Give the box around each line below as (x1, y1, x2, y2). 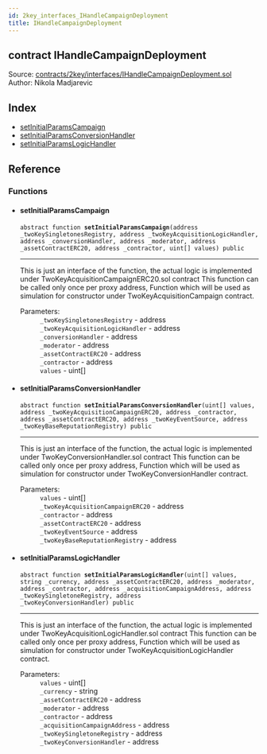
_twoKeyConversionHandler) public (19, 599, 134, 607)
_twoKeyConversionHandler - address (39, 737, 159, 747)
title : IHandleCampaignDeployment (8, 19, 123, 27)
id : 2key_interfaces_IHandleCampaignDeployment (8, 11, 169, 20)
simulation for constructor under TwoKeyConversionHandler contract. (19, 468, 249, 478)
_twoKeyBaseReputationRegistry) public (19, 422, 153, 430)
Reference (8, 162, 61, 176)
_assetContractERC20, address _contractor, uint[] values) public (19, 244, 245, 252)
